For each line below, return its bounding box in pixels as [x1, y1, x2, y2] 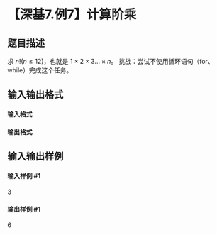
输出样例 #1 [7, 204, 41, 213]
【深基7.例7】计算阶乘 [7, 6, 137, 23]
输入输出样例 [7, 150, 64, 162]
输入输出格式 [7, 89, 64, 101]
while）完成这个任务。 [7, 66, 73, 75]
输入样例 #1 [7, 171, 41, 180]
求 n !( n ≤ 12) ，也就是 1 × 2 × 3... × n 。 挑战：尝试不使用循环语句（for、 [7, 58, 214, 65]
